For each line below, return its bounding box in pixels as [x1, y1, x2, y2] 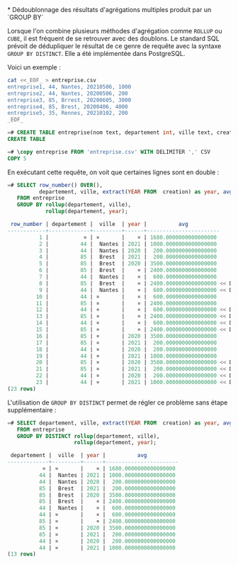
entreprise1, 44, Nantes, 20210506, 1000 [7, 83, 132, 90]
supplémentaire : [7, 405, 57, 414]
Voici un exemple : [7, 63, 62, 72]
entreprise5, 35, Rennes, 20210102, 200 [7, 110, 129, 117]
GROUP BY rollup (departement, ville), [16, 201, 132, 208]
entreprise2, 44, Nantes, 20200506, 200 [7, 90, 129, 97]
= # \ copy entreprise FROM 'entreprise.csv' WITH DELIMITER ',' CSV [7, 148, 211, 155]
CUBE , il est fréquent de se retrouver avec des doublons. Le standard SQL [7, 34, 220, 43]
